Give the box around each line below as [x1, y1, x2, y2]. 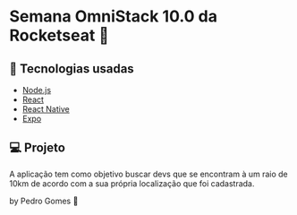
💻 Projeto [9, 141, 65, 156]
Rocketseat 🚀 [9, 25, 110, 46]
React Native [21, 104, 70, 114]
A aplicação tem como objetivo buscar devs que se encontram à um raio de [9, 168, 288, 179]
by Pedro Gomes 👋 [9, 195, 79, 206]
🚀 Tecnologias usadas [9, 61, 134, 76]
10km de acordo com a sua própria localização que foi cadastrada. [9, 177, 255, 189]
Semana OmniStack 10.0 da [9, 6, 217, 27]
